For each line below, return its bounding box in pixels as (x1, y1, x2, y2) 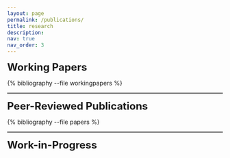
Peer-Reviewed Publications (7, 100, 149, 113)
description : (7, 29, 44, 36)
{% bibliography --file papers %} (7, 118, 101, 126)
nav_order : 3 (7, 42, 44, 49)
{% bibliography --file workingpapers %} (7, 79, 123, 87)
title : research (7, 23, 53, 29)
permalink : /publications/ (7, 16, 84, 23)
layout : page (7, 10, 44, 17)
